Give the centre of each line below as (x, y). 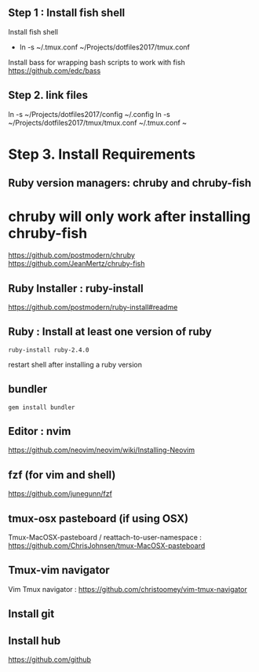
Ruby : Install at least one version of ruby (110, 332)
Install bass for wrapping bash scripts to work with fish (97, 62)
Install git (31, 614)
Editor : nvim (40, 431)
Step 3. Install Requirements (102, 154)
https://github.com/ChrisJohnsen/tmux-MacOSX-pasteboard (107, 546)
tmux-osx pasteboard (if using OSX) (98, 519)
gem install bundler (42, 407)
